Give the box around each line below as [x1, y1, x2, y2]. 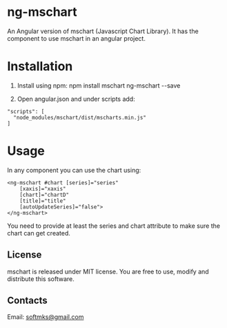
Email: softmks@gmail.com [7, 313, 84, 321]
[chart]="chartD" [19, 191, 70, 198]
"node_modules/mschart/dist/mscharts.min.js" [13, 114, 147, 121]
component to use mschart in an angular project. [7, 34, 146, 42]
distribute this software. [7, 274, 75, 283]
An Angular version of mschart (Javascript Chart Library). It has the [7, 27, 199, 35]
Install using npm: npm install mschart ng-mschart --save [17, 81, 181, 90]
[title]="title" [19, 197, 67, 204]
